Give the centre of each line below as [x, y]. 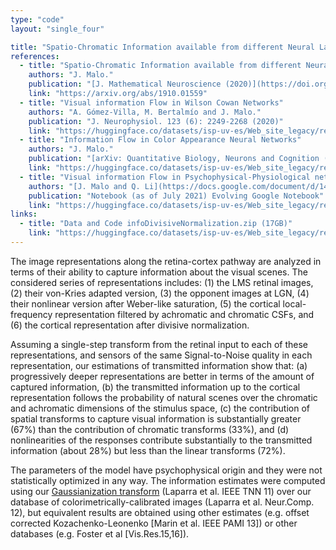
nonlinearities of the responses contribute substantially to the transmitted [161, 440]
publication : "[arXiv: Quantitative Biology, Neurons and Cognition [174, 159]
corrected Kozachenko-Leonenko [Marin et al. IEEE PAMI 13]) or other [154, 523]
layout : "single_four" [57, 29]
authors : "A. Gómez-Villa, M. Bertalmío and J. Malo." [145, 112]
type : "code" [37, 19]
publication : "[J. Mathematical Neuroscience [125, 84]
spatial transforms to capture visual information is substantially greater [156, 418]
